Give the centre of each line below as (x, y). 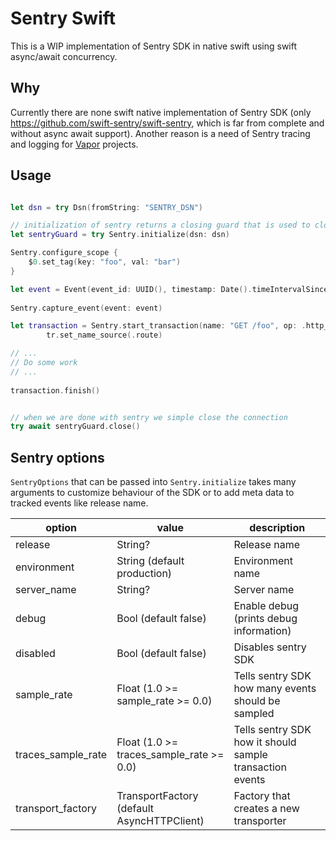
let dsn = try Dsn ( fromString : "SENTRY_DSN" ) (106, 207)
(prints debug (265, 619)
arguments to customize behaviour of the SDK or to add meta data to (152, 493)
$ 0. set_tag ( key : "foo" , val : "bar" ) (105, 262)
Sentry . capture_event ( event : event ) (86, 308)
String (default (150, 561)
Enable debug (266, 606)
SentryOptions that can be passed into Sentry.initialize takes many (153, 482)
